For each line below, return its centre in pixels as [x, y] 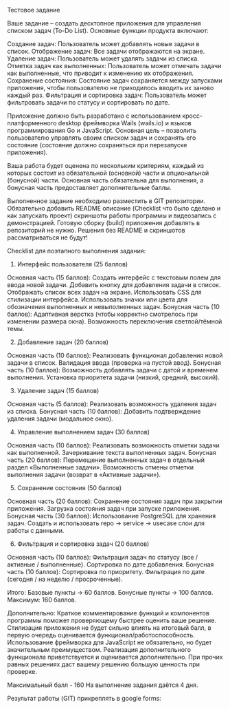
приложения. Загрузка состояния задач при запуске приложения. [104, 508]
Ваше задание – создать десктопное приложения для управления [104, 23]
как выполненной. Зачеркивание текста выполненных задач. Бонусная [112, 453]
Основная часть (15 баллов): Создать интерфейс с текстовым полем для [114, 277]
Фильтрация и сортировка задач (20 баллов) [83, 544]
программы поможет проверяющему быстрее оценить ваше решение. [112, 620]
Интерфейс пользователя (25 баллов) [72, 264]
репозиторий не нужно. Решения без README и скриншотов [96, 230]
